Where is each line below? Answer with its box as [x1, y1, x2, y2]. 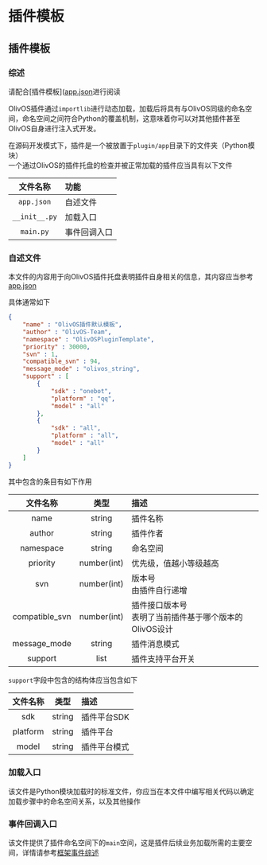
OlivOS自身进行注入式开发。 [8, 123, 101, 133]
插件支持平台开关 [131, 653, 196, 664]
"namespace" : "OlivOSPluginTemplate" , [22, 335, 155, 343]
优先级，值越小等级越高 [131, 558, 220, 569]
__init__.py [12, 212, 58, 221]
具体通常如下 [8, 298, 50, 307]
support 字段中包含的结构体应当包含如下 [8, 675, 138, 684]
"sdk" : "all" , [50, 424, 102, 432]
